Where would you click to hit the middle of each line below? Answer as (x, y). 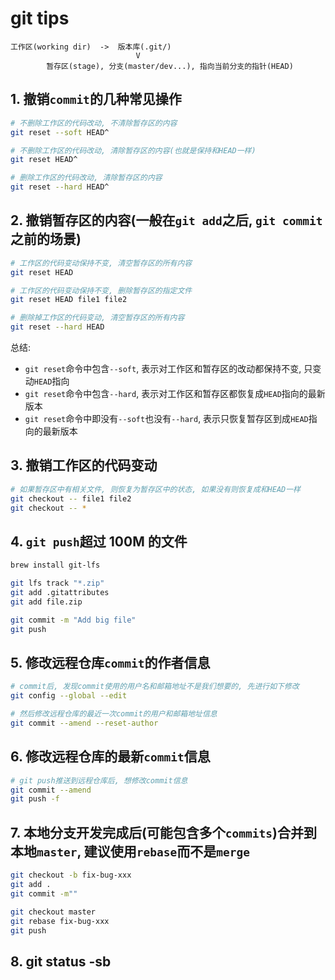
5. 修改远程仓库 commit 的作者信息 (110, 662)
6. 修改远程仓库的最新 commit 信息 (110, 757)
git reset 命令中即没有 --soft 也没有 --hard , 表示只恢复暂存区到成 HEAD (166, 419)
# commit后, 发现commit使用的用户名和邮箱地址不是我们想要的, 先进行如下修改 (155, 687)
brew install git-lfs (55, 565)
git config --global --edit (69, 696)
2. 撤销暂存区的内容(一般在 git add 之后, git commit (166, 220)
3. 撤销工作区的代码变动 (84, 465)
